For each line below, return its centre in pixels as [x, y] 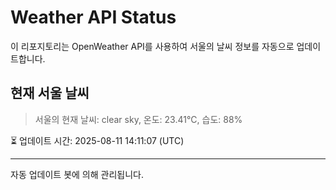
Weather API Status [93, 17]
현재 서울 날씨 [50, 93]
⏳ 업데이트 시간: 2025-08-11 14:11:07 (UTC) [97, 140]
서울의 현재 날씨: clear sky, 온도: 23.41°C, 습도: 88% [138, 119]
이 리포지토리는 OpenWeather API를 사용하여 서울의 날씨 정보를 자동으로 [152, 46]
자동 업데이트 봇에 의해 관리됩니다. [77, 174]
